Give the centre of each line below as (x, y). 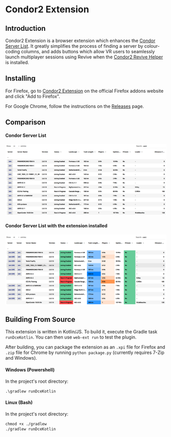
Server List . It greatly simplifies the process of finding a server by (74, 46)
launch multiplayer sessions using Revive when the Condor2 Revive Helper (84, 57)
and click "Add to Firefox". (33, 96)
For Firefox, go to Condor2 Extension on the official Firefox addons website (84, 91)
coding (13, 51)
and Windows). (21, 358)
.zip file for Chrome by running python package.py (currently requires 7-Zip (85, 352)
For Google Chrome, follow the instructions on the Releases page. (75, 106)
